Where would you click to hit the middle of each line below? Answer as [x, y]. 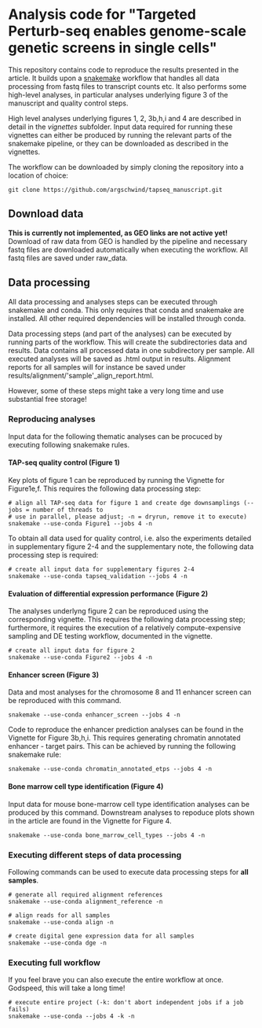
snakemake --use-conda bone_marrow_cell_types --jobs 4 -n [107, 835]
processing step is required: [53, 555]
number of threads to [68, 510]
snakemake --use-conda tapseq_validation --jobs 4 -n [98, 577]
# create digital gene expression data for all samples [101, 936]
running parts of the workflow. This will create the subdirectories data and [127, 342]
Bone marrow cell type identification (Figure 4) [86, 787]
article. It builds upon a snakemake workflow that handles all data [114, 78]
